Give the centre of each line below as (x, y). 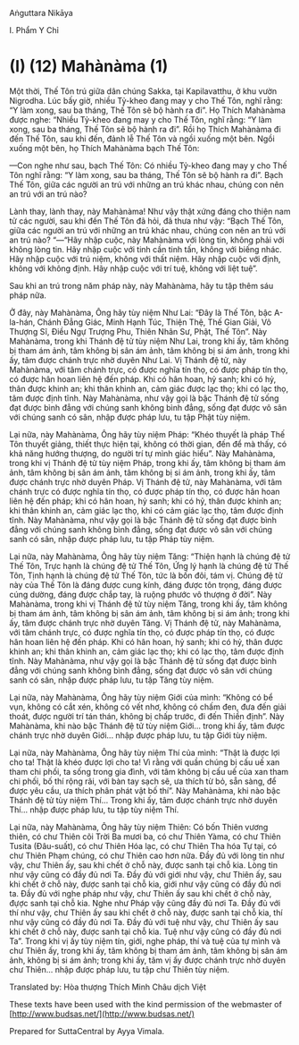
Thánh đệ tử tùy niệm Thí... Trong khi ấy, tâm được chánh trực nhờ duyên (144, 800)
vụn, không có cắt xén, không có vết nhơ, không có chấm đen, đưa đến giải (148, 707)
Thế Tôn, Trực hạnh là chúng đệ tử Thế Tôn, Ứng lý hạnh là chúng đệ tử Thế (149, 565)
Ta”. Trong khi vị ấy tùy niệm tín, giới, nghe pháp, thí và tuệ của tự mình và (145, 941)
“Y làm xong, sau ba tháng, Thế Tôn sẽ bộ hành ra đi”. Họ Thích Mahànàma (147, 110)
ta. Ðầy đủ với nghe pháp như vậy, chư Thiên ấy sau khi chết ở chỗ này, (141, 893)
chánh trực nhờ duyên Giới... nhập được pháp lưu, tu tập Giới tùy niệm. (138, 735)
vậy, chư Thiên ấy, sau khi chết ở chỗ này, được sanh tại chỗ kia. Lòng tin (144, 865)
